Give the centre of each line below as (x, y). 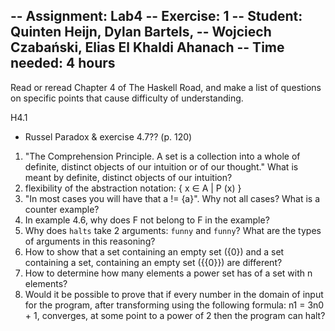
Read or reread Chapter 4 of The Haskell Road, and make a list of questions (166, 87)
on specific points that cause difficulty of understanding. (127, 98)
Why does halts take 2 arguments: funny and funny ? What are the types (173, 230)
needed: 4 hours (63, 63)
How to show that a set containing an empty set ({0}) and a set (154, 251)
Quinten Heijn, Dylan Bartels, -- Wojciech (141, 32)
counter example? (62, 209)
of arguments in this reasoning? (90, 241)
